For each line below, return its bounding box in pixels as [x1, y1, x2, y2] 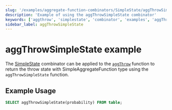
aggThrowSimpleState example [5, 44, 142, 55]
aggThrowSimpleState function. [5, 72, 69, 78]
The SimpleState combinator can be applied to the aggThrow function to [5, 61, 155, 67]
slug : [5, 7, 17, 13]
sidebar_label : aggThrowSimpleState [5, 21, 83, 27]
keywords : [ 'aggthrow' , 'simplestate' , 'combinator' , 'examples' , [5, 17, 150, 22]
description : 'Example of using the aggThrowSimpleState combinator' [5, 12, 157, 17]
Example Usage [5, 86, 56, 95]
